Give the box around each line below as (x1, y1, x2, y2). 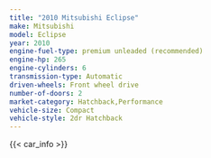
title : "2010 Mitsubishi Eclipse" (9, 13, 140, 23)
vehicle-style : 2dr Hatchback (9, 114, 124, 123)
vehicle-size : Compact (9, 106, 95, 115)
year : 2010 (9, 38, 50, 48)
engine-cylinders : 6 (9, 64, 87, 73)
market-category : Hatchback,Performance (9, 97, 164, 107)
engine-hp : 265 (9, 55, 67, 64)
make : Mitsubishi (9, 22, 75, 31)
